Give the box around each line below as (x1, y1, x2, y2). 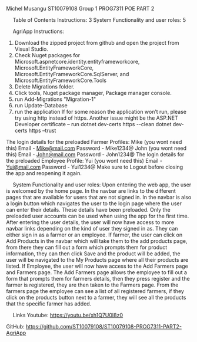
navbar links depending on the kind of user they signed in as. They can (6, 225, 178, 232)
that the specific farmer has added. (6, 300, 92, 307)
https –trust (28, 127, 56, 134)
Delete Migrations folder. (14, 83, 75, 90)
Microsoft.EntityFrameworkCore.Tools (14, 77, 107, 84)
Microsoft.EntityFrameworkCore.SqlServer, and (14, 71, 129, 77)
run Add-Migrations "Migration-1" (14, 96, 96, 103)
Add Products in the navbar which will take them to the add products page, (6, 238, 188, 244)
